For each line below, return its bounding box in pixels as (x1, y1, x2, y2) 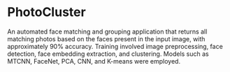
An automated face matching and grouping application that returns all (7, 27, 208, 36)
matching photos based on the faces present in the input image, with (7, 34, 206, 43)
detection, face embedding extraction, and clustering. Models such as (7, 50, 209, 58)
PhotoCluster (7, 4, 86, 20)
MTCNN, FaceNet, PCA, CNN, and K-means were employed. (7, 57, 180, 65)
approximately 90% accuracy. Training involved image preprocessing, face (7, 42, 224, 50)
